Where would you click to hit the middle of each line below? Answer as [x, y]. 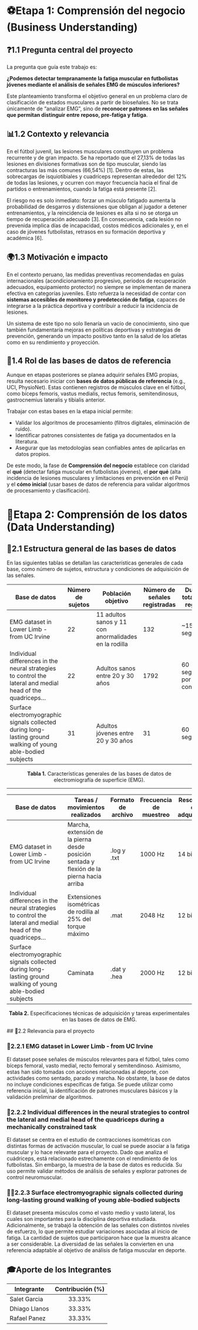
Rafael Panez [28, 1318]
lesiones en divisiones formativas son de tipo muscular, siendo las [87, 164]
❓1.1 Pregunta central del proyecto [70, 50]
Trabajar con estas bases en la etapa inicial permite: [70, 411]
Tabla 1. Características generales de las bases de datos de [99, 774]
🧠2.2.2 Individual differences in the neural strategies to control [98, 1112]
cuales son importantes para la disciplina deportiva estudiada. [82, 1219]
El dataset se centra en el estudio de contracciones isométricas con [89, 1140]
